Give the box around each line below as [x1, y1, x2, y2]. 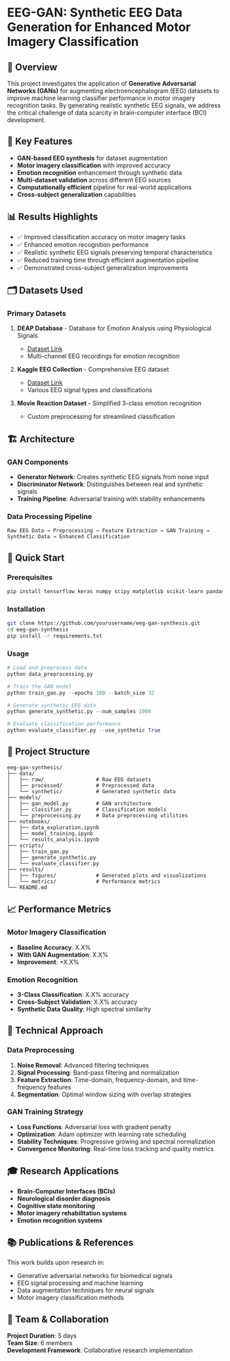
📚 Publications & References [7, 1237, 133, 1249]
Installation [7, 604, 46, 614]
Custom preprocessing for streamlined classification [27, 413, 175, 421]
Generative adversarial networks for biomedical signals [16, 1272, 173, 1280]
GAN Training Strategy [7, 1107, 84, 1117]
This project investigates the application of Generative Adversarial [7, 80, 196, 87]
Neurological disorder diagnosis [16, 1194, 111, 1203]
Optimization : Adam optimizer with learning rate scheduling [16, 1130, 187, 1138]
